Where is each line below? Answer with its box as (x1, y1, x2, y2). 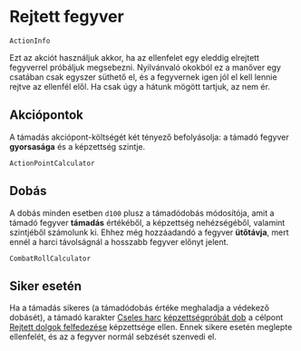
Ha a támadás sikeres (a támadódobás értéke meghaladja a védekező (9, 302, 270, 314)
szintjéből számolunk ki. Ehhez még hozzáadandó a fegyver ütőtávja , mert (9, 227, 289, 238)
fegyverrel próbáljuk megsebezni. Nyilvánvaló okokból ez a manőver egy (9, 62, 281, 73)
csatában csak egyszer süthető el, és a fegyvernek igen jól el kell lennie (9, 71, 278, 83)
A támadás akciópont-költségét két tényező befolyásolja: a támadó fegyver (9, 132, 289, 142)
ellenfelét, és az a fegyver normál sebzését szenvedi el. (9, 331, 218, 342)
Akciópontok (9, 107, 84, 123)
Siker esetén (9, 278, 83, 294)
